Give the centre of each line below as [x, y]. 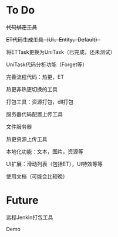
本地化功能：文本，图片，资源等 [45, 151]
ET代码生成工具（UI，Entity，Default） [53, 39]
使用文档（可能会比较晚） [37, 176]
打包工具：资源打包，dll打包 [40, 102]
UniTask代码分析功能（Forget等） [47, 64]
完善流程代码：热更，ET [35, 77]
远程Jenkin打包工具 [30, 217]
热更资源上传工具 [27, 139]
